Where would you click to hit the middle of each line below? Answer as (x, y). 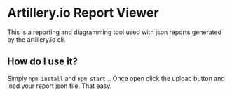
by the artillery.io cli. (36, 39)
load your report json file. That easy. (60, 86)
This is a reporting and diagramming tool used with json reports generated (115, 32)
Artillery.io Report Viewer (83, 13)
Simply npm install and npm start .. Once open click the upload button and (116, 78)
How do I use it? (43, 62)
